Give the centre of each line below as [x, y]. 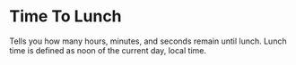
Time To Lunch [66, 16]
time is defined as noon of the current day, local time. [108, 50]
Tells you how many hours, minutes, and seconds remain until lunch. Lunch [148, 41]
